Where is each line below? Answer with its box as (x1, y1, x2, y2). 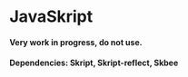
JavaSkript (9, 6, 94, 27)
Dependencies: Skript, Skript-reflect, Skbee (9, 57, 179, 69)
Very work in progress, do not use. (9, 36, 143, 47)
